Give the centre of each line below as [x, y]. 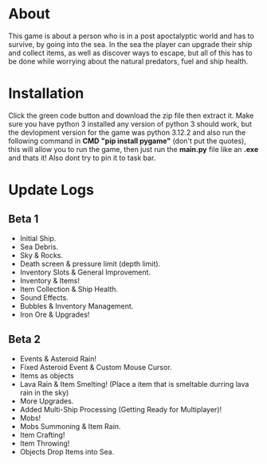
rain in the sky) [44, 392]
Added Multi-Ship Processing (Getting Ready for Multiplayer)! [120, 409]
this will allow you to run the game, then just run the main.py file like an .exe [133, 149]
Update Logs [51, 190]
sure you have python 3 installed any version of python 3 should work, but [130, 123]
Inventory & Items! [49, 280]
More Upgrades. [47, 401]
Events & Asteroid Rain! [58, 358]
